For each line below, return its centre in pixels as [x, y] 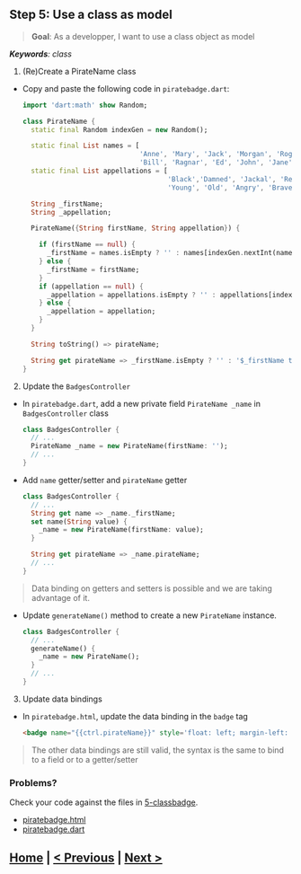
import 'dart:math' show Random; [85, 105]
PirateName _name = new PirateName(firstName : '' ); [129, 446]
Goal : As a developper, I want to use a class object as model [143, 36]
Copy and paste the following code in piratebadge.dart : [126, 88]
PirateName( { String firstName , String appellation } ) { [136, 228]
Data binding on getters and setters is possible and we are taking [151, 588]
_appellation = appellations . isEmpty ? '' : [131, 295]
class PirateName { [59, 121]
